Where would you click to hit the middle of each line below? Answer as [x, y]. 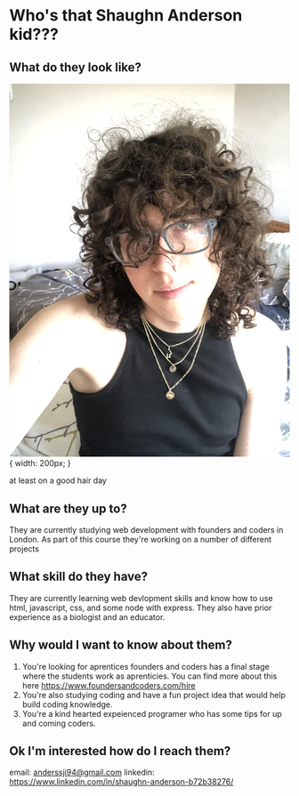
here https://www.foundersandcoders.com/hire [109, 685]
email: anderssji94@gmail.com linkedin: [82, 772]
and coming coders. [59, 723]
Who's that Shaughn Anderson [126, 16]
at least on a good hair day [58, 480]
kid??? [34, 34]
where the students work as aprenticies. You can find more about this [149, 676]
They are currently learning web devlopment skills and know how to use [141, 598]
